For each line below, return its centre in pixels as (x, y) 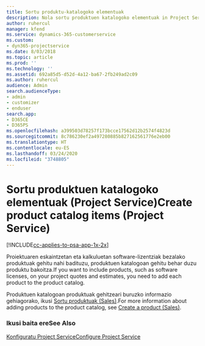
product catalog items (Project (85, 215)
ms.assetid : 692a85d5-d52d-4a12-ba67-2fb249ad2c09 (72, 74)
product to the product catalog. (46, 283)
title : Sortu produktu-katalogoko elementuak (65, 12)
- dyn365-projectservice (38, 46)
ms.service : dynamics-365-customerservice (61, 35)
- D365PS (17, 125)
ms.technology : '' (30, 69)
